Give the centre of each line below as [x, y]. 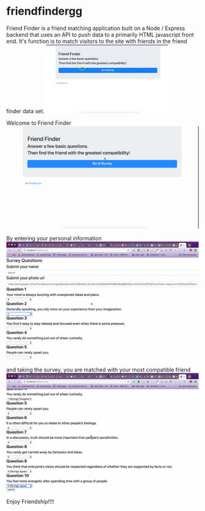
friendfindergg [44, 11]
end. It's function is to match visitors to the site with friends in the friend [97, 41]
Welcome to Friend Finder [39, 123]
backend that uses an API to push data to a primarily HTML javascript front [100, 34]
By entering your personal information [54, 238]
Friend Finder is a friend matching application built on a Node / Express [96, 28]
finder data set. [25, 111]
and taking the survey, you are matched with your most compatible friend [99, 370]
